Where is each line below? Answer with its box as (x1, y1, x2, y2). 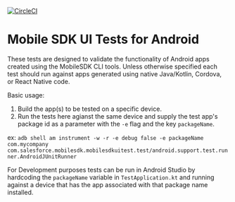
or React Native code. (7, 77, 70, 85)
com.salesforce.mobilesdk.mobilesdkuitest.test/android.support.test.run (7, 147, 229, 154)
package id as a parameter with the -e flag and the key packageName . (17, 119, 215, 128)
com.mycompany (7, 141, 49, 148)
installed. (7, 188, 34, 196)
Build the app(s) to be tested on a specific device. (17, 105, 162, 113)
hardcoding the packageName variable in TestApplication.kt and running (7, 173, 215, 182)
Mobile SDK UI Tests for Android (7, 32, 199, 47)
